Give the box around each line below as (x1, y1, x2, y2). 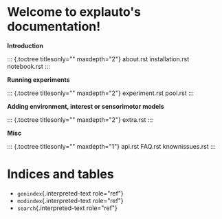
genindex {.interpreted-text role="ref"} (16, 189, 124, 197)
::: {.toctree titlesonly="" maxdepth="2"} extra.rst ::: (7, 115, 153, 124)
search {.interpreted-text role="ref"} (16, 204, 118, 212)
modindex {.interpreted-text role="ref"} (16, 196, 124, 205)
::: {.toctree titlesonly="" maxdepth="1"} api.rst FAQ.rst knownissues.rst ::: (7, 142, 217, 150)
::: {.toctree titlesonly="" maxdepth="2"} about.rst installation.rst (7, 54, 190, 63)
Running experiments (7, 75, 70, 83)
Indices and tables (7, 167, 115, 182)
